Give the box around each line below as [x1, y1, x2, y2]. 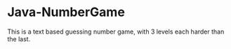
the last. [7, 34, 31, 43]
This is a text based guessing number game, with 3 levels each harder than [7, 27, 225, 36]
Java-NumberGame [7, 4, 125, 20]
